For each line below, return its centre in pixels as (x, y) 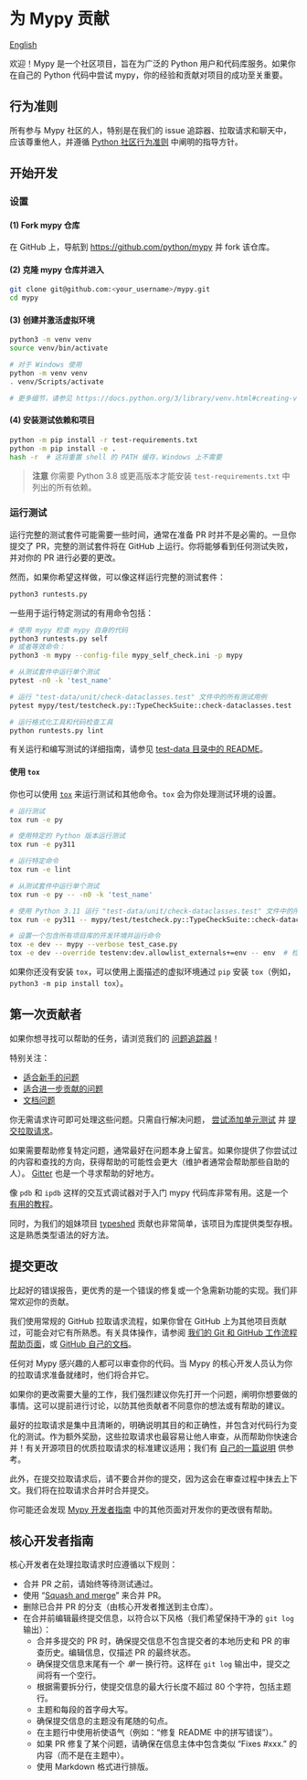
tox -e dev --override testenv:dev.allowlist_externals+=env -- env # (148, 953)
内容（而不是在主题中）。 (83, 1755)
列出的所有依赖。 (64, 487)
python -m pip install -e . (63, 449)
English (23, 44)
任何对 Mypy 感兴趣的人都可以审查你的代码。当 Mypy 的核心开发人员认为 (147, 1363)
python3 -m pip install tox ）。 (69, 983)
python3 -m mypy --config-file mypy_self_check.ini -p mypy (127, 656)
